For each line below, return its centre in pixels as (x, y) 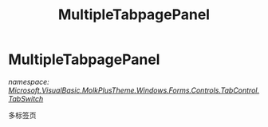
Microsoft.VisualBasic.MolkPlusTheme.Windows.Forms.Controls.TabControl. (134, 90)
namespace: (29, 81)
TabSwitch (26, 98)
